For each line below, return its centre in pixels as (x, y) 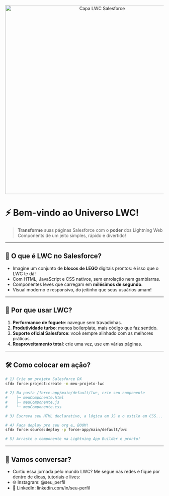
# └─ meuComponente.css (33, 407)
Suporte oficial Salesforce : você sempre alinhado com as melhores (83, 333)
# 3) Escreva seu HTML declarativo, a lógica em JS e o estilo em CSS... (84, 416)
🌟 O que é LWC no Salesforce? (54, 256)
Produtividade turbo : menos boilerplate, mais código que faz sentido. (85, 328)
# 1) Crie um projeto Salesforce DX (44, 379)
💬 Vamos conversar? (38, 459)
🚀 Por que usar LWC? (39, 310)
